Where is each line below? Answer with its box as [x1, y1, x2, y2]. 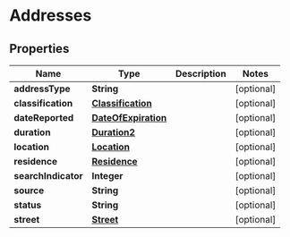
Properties [9, 41, 70, 56]
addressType [13, 82, 71, 95]
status [13, 199, 42, 211]
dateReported [13, 112, 74, 123]
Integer [91, 170, 124, 182]
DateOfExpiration [91, 112, 167, 123]
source [13, 184, 45, 197]
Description [175, 68, 226, 80]
